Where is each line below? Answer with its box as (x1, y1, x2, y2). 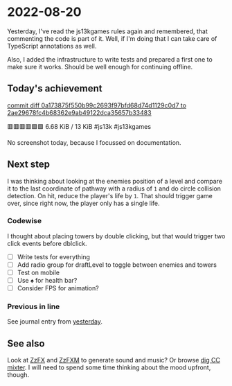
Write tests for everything (17, 252, 90, 261)
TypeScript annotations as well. (7, 42, 97, 50)
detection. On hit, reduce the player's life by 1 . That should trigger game (7, 191, 213, 200)
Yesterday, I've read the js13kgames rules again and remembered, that (7, 27, 208, 35)
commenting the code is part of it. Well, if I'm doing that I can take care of (7, 34, 217, 42)
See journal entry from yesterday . (7, 317, 102, 326)
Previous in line (7, 302, 60, 312)
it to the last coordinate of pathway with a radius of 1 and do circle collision (7, 184, 222, 193)
